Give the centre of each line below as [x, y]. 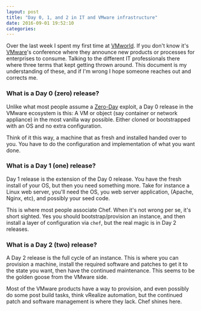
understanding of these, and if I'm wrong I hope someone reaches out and [99, 71]
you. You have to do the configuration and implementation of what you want [101, 144]
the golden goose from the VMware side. [57, 277]
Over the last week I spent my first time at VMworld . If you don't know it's [97, 46]
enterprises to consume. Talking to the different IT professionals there [93, 58]
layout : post [23, 12]
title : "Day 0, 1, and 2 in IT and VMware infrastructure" [82, 17]
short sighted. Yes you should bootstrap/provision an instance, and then [96, 216]
